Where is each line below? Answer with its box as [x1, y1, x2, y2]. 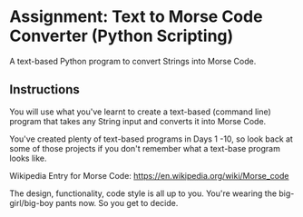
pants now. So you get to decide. [55, 197, 179, 208]
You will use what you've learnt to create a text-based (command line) [9, 106, 272, 117]
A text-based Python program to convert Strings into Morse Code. [9, 55, 257, 66]
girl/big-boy [9, 197, 54, 208]
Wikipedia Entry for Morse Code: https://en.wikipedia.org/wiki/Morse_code [9, 170, 289, 181]
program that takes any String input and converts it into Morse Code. [9, 115, 267, 126]
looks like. [9, 153, 47, 163]
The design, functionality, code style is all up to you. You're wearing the [9, 188, 278, 199]
